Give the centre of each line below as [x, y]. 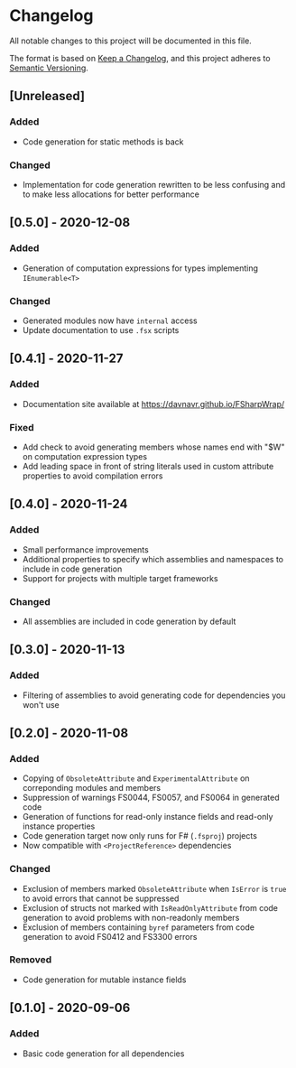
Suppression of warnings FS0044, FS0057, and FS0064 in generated [151, 798]
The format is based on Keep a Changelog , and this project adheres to [140, 58]
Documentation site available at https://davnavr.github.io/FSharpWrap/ [153, 404]
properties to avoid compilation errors [92, 476]
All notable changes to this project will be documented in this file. [131, 41]
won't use [41, 704]
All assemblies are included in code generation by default [129, 621]
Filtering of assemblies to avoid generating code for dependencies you [154, 695]
